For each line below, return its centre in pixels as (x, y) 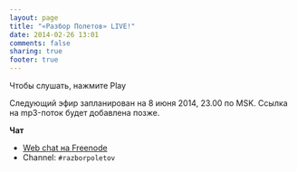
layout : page (34, 18)
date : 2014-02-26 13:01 (54, 34)
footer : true (34, 60)
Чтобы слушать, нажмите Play (68, 86)
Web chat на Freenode (65, 148)
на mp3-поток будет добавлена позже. (85, 113)
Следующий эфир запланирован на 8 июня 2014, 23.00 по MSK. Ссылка (148, 103)
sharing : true (36, 52)
